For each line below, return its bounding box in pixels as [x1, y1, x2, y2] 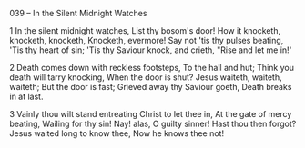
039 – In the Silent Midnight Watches [9, 8, 147, 18]
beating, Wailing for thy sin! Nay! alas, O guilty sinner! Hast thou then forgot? [9, 118, 297, 129]
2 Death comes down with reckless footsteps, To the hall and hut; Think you [9, 63, 294, 73]
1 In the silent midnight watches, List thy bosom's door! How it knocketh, [9, 25, 280, 35]
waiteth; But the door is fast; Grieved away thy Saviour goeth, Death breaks [9, 82, 292, 92]
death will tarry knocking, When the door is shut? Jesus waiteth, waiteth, [9, 72, 282, 83]
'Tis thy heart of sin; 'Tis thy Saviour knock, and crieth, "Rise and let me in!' [9, 44, 292, 55]
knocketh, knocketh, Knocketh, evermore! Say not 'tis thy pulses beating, [9, 35, 284, 45]
